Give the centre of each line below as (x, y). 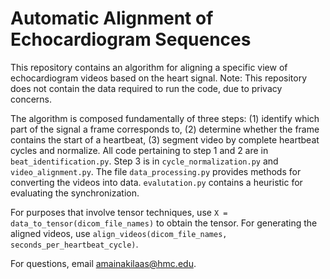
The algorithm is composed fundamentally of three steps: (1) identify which (165, 118)
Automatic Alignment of (112, 18)
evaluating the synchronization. (75, 193)
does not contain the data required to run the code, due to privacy (146, 88)
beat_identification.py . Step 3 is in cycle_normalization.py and (144, 161)
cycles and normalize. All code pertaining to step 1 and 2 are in (139, 150)
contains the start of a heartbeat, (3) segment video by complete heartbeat (165, 139)
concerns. (31, 99)
